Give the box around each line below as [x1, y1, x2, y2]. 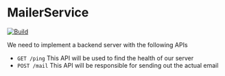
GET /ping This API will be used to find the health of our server [16, 53, 194, 62]
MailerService [7, 5, 89, 21]
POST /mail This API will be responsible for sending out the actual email [16, 61, 219, 69]
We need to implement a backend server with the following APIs [7, 40, 188, 49]
